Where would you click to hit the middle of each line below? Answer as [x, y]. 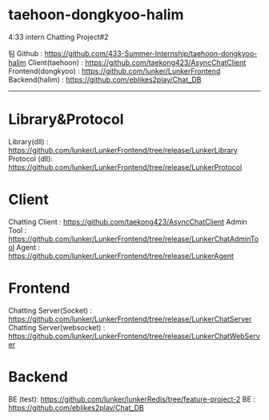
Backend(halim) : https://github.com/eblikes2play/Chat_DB [105, 79]
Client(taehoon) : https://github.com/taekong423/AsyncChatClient [137, 63]
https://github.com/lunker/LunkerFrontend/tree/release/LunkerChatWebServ [134, 336]
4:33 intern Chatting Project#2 [58, 37]
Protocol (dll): [31, 159]
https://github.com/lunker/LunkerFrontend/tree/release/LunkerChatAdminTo [133, 239]
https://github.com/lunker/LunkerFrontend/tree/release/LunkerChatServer [130, 319]
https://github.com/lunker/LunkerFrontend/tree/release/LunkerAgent [121, 256]
